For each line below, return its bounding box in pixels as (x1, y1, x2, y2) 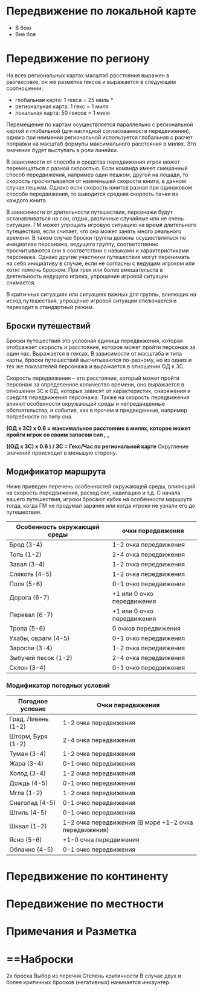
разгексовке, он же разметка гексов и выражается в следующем (6, 78, 176, 85)
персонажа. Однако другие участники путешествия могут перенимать (6, 253, 190, 260)
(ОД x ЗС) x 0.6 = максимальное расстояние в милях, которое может (6, 424, 192, 432)
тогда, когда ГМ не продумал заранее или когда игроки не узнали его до (6, 502, 196, 509)
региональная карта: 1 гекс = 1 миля (14, 103, 109, 110)
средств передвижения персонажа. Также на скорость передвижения (6, 394, 190, 401)
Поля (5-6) (9, 580, 43, 588)
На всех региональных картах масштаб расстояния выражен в (6, 71, 170, 79)
